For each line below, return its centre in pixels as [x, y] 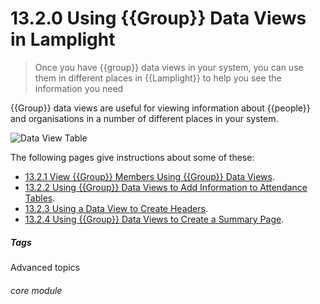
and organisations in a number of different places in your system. [144, 118]
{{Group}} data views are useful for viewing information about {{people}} [160, 108]
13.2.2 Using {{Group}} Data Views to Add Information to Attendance [166, 187]
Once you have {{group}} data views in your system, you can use [169, 67]
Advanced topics [45, 267]
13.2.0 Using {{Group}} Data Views [158, 18]
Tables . [40, 198]
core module [36, 290]
